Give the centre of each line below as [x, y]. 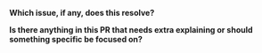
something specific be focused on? [76, 39]
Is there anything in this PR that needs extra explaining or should [131, 30]
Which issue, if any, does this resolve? [82, 13]
